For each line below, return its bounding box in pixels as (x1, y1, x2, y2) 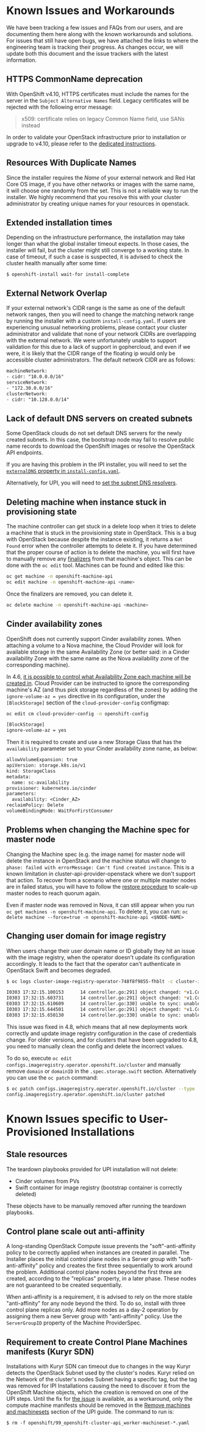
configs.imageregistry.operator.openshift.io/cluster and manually (6, 1061, 181, 1068)
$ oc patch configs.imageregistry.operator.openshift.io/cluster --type (6, 1086, 195, 1092)
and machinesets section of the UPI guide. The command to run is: (6, 1408, 174, 1416)
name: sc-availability (12, 780, 70, 786)
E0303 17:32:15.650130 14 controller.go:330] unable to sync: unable (6, 1012, 201, 1018)
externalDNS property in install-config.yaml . (6, 467, 121, 475)
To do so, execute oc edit (6, 1054, 72, 1062)
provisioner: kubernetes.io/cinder (6, 785, 97, 791)
